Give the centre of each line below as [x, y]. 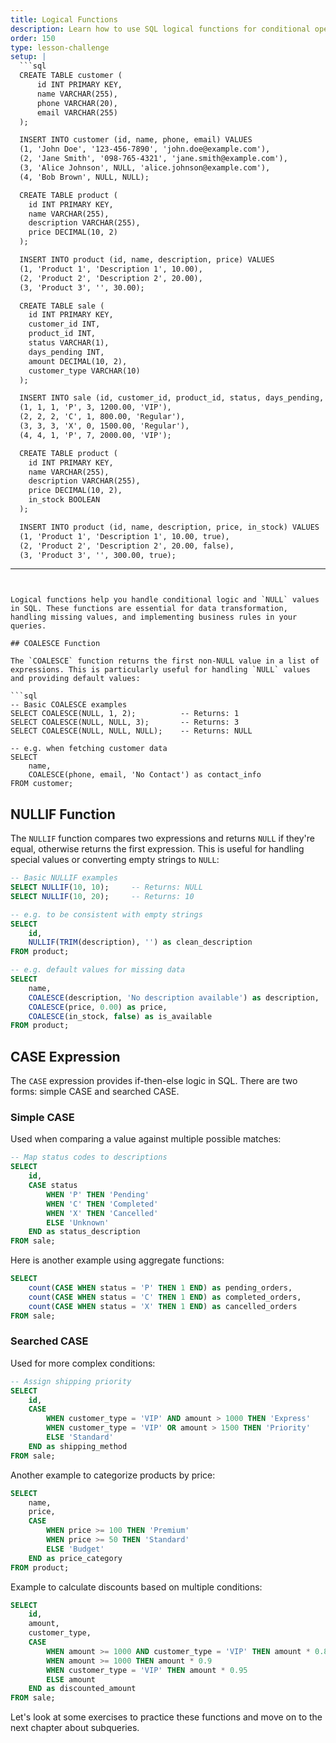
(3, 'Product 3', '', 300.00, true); [98, 555]
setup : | [28, 57]
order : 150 [33, 38]
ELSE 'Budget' [75, 1549]
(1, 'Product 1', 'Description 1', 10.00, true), [124, 536]
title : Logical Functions [64, 19]
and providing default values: [75, 679]
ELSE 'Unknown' [78, 1222]
